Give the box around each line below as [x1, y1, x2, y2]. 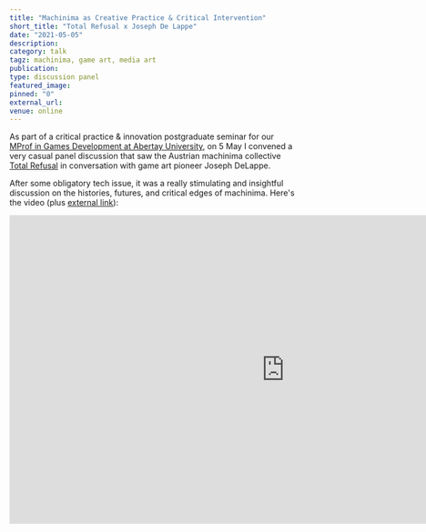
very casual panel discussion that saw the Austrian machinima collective [9, 151, 281, 162]
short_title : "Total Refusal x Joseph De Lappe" [9, 22, 198, 31]
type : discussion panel [9, 73, 100, 82]
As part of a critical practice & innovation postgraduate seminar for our [9, 131, 275, 142]
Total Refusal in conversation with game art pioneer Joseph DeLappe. [9, 160, 271, 171]
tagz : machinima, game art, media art [9, 55, 157, 65]
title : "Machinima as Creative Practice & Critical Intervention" [9, 13, 267, 23]
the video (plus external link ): [9, 197, 119, 208]
